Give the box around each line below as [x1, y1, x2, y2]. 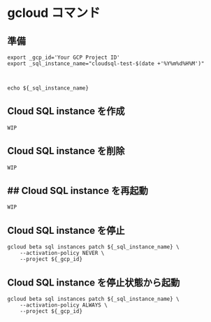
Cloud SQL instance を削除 [7, 145, 125, 157]
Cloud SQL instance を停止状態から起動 [7, 276, 180, 288]
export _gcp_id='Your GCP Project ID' [7, 54, 120, 61]
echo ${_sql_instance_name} [7, 85, 89, 92]
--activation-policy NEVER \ [20, 250, 105, 257]
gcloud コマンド [7, 5, 101, 21]
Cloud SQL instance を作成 [7, 105, 125, 118]
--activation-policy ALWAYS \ [20, 302, 108, 309]
